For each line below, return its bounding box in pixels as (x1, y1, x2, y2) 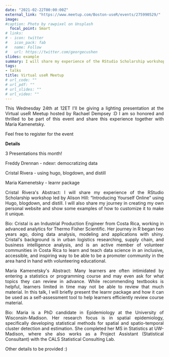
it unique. (5, 211, 25, 217)
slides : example (5, 54, 39, 59)
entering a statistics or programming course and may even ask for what (5, 273, 164, 279)
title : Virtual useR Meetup (5, 73, 64, 78)
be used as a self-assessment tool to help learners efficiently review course (5, 295, 164, 301)
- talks (5, 68, 22, 73)
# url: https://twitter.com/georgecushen (5, 49, 98, 54)
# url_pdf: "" (5, 82, 35, 87)
